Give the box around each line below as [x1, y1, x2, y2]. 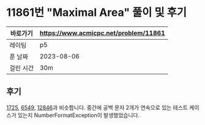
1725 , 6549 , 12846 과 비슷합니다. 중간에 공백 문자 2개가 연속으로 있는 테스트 [6, 104, 188, 111]
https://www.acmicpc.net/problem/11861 [39, 29, 165, 37]
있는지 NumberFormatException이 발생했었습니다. [17, 111, 140, 119]
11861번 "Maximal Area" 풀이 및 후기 [6, 5, 187, 20]
